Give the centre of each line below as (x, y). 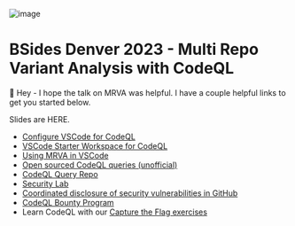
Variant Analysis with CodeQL (122, 69)
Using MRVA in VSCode (65, 155)
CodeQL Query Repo (60, 174)
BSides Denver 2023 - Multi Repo (134, 50)
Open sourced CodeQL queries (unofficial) (100, 165)
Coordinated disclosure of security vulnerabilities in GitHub (130, 193)
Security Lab (45, 183)
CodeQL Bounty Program (68, 202)
